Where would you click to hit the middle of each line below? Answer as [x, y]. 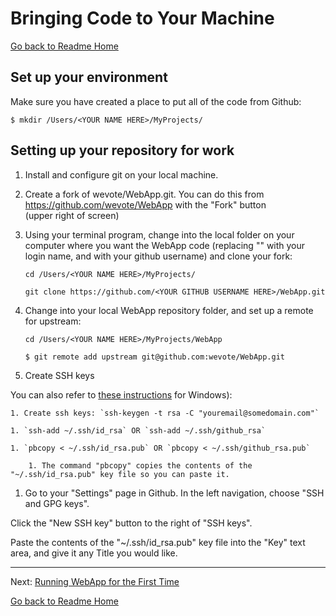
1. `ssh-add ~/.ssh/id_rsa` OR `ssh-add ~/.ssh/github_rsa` [138, 430]
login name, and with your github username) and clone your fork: [158, 256]
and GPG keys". [57, 503]
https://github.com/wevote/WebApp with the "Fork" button [145, 204]
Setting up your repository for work [122, 150]
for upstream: [53, 321]
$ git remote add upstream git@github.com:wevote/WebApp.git [155, 357]
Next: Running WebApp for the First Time [95, 581]
